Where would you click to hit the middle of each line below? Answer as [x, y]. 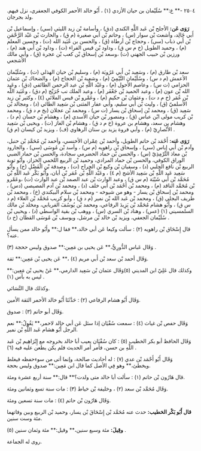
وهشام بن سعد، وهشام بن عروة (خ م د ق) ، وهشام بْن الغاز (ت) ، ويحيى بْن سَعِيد [96, 123]
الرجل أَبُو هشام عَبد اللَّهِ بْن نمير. [42, 329]
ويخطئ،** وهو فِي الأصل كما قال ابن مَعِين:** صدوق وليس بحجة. [79, 365]
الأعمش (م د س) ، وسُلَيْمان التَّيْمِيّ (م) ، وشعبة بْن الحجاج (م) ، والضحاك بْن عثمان [97, 78]
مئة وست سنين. [25, 418]
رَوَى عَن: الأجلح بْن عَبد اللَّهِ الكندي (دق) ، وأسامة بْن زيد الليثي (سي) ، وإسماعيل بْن [98, 28]
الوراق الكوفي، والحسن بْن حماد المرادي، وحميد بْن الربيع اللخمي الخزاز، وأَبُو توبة [96, 160]
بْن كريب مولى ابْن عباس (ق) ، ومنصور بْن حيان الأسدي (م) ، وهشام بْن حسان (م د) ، [100, 116]
